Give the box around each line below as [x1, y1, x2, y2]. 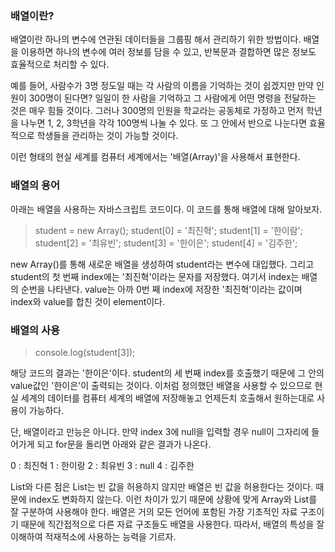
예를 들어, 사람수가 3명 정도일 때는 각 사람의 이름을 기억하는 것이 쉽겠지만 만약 [10, 80, 314, 92]
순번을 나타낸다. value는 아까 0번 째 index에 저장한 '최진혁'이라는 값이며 [20, 283, 303, 295]
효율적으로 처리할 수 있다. [10, 58, 110, 71]
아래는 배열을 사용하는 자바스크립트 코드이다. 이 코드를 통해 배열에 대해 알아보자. [10, 203, 323, 215]
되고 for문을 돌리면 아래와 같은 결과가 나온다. [36, 438, 212, 450]
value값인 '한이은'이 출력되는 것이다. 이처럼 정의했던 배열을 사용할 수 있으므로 [10, 379, 313, 391]
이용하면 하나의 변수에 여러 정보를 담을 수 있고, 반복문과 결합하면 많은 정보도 [20, 46, 317, 58]
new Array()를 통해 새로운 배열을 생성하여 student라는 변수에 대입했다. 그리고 [10, 258, 315, 270]
